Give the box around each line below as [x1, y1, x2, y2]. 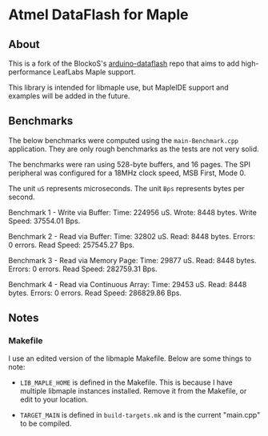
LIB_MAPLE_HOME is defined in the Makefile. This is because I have [19, 378, 234, 387]
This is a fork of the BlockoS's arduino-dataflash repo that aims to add [8, 58, 240, 68]
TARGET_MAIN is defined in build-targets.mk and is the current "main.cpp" [19, 410, 261, 419]
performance [8, 67, 52, 77]
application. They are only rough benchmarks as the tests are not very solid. [8, 144, 260, 154]
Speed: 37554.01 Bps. [8, 216, 81, 226]
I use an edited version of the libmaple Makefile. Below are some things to [8, 354, 252, 363]
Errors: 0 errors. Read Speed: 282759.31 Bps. [8, 264, 158, 274]
